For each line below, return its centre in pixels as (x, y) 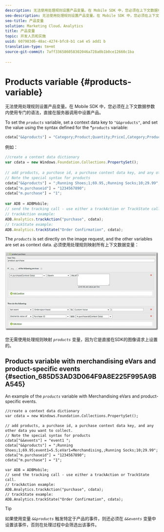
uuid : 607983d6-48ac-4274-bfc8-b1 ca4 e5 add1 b (55, 42)
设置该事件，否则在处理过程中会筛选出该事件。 (52, 525)
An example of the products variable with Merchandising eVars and (72, 396)
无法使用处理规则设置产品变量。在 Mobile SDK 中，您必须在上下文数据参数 (80, 106)
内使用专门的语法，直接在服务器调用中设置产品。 (54, 112)
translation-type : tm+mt (30, 47)
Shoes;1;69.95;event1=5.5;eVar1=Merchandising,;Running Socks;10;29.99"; (82, 450)
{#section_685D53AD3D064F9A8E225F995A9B (81, 377)
